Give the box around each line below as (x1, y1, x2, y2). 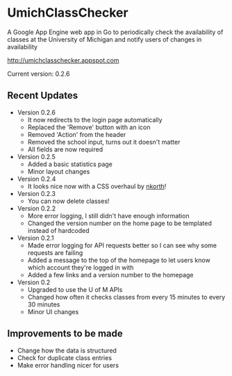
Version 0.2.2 (17, 204, 56, 213)
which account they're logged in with (27, 263, 134, 272)
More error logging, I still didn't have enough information (27, 211, 190, 220)
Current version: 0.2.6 (7, 70, 70, 78)
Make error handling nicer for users (17, 361, 119, 369)
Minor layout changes (27, 167, 90, 175)
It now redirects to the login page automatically (27, 115, 163, 124)
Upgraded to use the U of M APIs (27, 285, 123, 293)
